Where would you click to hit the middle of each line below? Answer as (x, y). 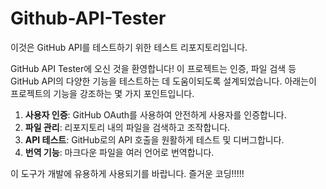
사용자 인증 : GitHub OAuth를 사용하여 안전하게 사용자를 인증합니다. (155, 114)
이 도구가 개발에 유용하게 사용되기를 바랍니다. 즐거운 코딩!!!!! (127, 173)
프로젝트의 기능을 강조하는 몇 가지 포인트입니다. (102, 93)
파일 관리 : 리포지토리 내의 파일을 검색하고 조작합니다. (127, 127)
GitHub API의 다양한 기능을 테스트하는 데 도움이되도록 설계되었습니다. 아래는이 (163, 81)
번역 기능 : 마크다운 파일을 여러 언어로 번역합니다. (119, 152)
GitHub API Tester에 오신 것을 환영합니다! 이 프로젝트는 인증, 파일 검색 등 (153, 68)
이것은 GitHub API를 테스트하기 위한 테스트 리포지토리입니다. (129, 47)
